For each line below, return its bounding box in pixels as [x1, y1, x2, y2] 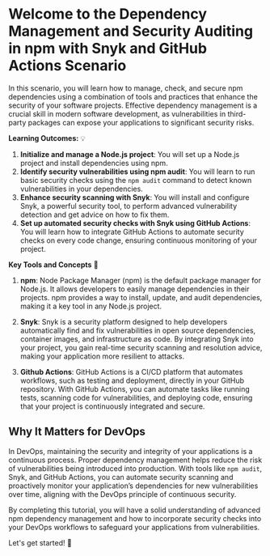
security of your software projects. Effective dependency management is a [8, 100, 258, 110]
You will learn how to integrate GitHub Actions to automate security [19, 227, 244, 236]
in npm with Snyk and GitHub [8, 40, 208, 57]
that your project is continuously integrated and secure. [19, 401, 205, 411]
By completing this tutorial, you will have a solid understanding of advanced [8, 505, 261, 515]
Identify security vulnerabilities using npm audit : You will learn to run [19, 167, 255, 176]
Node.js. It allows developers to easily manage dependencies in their [19, 284, 250, 294]
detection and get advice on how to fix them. [19, 210, 170, 219]
